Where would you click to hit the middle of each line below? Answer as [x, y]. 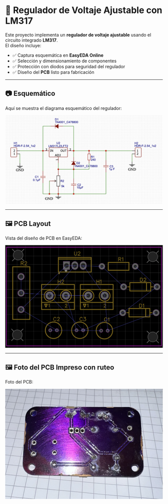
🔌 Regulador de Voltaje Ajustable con [84, 10]
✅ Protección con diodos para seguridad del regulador [69, 66]
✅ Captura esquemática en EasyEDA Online [58, 55]
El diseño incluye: [23, 45]
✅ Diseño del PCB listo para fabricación [53, 72]
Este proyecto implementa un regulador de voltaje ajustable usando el [78, 35]
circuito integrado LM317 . [31, 40]
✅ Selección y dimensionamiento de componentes [64, 61]
